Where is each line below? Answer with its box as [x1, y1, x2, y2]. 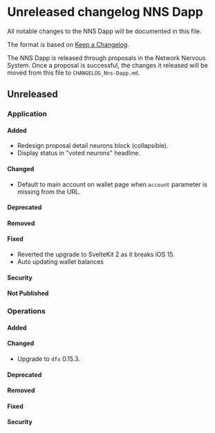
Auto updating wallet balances [17, 258, 104, 266]
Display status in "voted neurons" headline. [17, 149, 140, 157]
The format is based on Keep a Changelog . [7, 40, 129, 48]
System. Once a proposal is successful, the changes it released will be [7, 61, 209, 69]
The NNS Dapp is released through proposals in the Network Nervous [7, 53, 206, 62]
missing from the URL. [17, 187, 81, 195]
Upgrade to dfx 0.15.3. [17, 354, 81, 363]
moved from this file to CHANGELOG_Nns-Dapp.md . [7, 68, 140, 77]
